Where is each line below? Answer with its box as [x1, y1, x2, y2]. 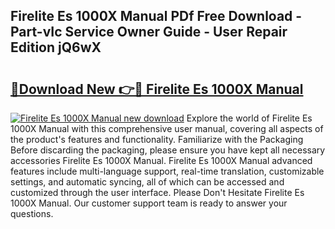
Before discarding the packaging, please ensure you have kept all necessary [10, 144, 326, 156]
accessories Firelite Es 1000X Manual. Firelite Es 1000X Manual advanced [10, 155, 313, 166]
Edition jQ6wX [10, 39, 102, 56]
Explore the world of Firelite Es [186, 112, 313, 124]
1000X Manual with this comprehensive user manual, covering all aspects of [10, 123, 324, 134]
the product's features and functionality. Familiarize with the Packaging [10, 134, 304, 145]
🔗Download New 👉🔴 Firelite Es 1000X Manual [10, 80, 304, 98]
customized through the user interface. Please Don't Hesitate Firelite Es [10, 187, 305, 198]
